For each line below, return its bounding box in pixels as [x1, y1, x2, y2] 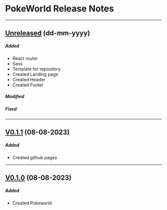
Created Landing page [12, 71, 59, 77]
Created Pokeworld [12, 200, 52, 206]
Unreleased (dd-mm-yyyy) [5, 29, 90, 37]
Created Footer [12, 82, 44, 88]
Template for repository [12, 66, 61, 72]
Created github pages [12, 155, 57, 160]
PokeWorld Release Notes [5, 3, 114, 14]
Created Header [12, 77, 46, 83]
